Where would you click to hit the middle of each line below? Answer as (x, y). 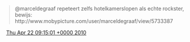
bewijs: (23, 15)
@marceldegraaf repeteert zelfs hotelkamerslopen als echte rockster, (99, 9)
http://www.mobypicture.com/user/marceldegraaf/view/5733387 (94, 21)
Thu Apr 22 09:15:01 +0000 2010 (46, 33)
